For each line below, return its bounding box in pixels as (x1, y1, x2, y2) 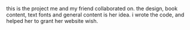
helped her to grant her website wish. (6, 18, 99, 24)
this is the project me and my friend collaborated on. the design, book (6, 5, 178, 12)
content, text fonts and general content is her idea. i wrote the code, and (6, 11, 185, 18)
